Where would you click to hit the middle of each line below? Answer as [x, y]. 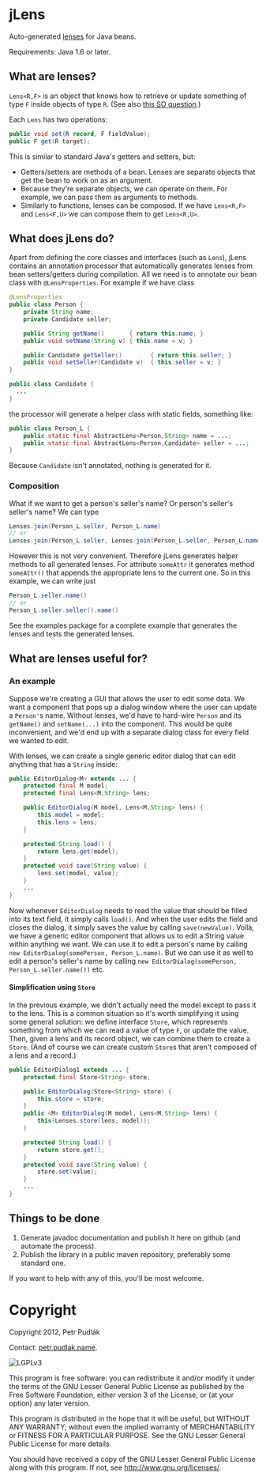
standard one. [43, 1263]
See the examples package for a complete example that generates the [123, 625]
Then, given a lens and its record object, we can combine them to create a [130, 1038]
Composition [34, 486]
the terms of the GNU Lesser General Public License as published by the [127, 1386]
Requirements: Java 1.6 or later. [60, 51]
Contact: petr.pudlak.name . [53, 1347]
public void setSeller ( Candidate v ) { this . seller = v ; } [122, 362]
